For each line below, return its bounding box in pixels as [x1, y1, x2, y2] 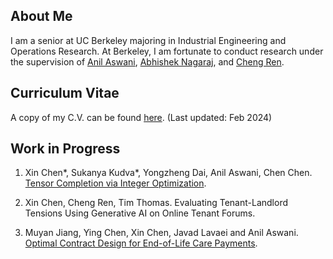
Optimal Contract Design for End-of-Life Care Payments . [24, 237, 258, 249]
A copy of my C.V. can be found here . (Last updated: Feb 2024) [10, 111, 273, 123]
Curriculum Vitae [10, 85, 120, 102]
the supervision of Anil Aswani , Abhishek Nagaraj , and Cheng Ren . [10, 55, 285, 68]
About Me [10, 8, 73, 25]
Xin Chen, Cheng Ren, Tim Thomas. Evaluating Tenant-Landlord [24, 197, 288, 209]
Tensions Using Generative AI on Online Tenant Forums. [24, 207, 256, 219]
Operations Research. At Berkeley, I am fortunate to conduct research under [10, 45, 324, 57]
